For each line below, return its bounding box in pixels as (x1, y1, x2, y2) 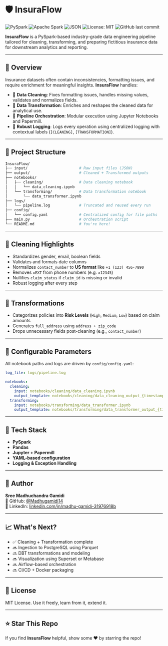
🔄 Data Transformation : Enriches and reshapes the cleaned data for (12, 102, 153, 108)
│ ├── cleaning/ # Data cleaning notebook (5, 180, 133, 185)
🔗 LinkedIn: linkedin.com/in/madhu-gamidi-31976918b (5, 503, 116, 509)
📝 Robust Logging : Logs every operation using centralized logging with (12, 123, 160, 129)
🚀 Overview (5, 63, 42, 72)
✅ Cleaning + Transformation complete (12, 539, 93, 545)
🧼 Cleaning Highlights (5, 240, 74, 249)
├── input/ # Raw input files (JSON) (5, 166, 133, 171)
